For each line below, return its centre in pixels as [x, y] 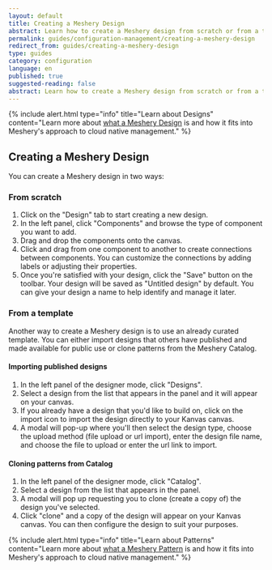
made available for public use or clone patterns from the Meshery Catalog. [133, 348]
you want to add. [48, 232]
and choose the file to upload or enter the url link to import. [119, 445]
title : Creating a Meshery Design [67, 23]
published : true [36, 76]
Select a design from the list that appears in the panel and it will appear [139, 393]
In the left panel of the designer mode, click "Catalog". [110, 482]
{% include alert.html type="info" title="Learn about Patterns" [111, 540]
